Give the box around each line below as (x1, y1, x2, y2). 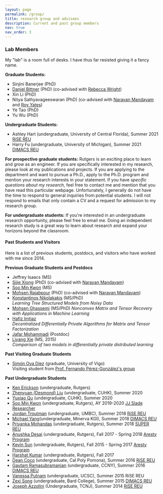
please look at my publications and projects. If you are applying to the (5, 166, 145, 172)
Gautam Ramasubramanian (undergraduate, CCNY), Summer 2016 (12, 462, 145, 468)
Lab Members (5, 46, 38, 53)
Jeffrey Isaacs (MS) (12, 274, 52, 280)
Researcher (12, 405, 36, 411)
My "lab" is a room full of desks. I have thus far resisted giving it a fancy (5, 57, 149, 63)
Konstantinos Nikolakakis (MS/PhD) (12, 295, 84, 301)
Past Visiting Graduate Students (5, 351, 72, 357)
